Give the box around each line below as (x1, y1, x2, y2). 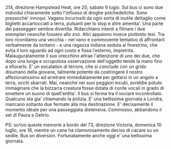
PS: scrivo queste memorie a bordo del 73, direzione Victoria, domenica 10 (5, 122, 162, 128)
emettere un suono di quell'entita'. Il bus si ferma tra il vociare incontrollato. (5, 91, 163, 96)
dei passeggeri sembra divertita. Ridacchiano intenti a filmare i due (5, 26, 146, 32)
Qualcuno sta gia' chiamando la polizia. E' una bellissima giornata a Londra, (5, 96, 164, 102)
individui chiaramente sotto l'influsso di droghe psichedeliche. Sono (5, 10, 148, 16)
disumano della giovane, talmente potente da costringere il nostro (5, 69, 143, 75)
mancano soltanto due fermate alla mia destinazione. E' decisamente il (5, 101, 153, 107)
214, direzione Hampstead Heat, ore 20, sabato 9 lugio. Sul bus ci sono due (5, 5, 163, 10)
